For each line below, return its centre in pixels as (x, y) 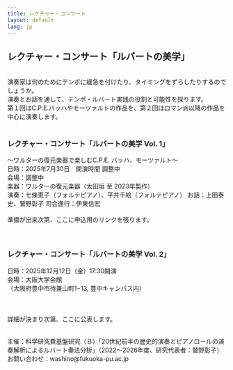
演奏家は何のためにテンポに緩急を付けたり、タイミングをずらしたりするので (117, 82)
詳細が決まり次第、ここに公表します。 (62, 319)
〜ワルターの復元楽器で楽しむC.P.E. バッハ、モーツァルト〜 (93, 160)
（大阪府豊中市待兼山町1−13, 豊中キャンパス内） (75, 288)
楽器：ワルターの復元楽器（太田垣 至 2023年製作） (81, 186)
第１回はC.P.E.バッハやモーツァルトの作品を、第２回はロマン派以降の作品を (116, 108)
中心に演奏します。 (34, 117)
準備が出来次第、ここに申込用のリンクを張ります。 (80, 220)
